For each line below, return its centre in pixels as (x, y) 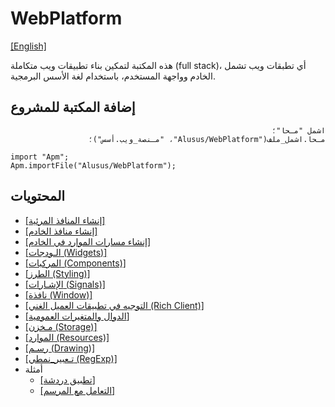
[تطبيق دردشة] (67, 379)
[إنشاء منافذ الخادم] (61, 231)
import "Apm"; (40, 157)
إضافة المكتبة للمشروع (73, 107)
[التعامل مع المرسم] (77, 390)
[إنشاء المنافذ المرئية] (65, 220)
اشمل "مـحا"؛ (298, 130)
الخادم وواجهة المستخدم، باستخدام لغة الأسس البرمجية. (113, 76)
